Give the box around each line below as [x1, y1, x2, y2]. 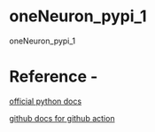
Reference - [9, 66, 98, 87]
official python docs [9, 96, 82, 106]
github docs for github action [9, 113, 115, 123]
